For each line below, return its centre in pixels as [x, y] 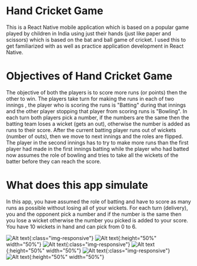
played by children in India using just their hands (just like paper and [89, 33]
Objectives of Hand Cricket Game [89, 76]
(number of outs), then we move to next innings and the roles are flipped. [95, 136]
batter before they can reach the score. [54, 161]
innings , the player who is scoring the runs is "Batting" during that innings [96, 105]
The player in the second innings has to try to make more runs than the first [97, 142]
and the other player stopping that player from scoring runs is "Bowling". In [97, 111]
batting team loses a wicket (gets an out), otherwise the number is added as [98, 124]
